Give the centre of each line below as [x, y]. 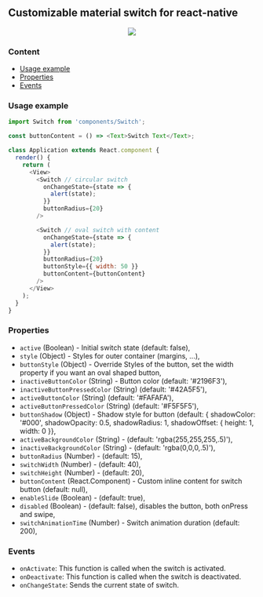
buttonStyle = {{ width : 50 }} [91, 267]
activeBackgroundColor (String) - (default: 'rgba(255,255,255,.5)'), [126, 439]
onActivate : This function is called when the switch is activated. [122, 568]
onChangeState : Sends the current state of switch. [99, 585]
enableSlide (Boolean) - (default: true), [82, 497]
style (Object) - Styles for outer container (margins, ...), [110, 355]
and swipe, [37, 514]
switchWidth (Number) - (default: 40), [80, 464]
